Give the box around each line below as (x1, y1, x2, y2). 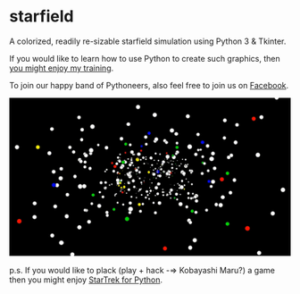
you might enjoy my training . (9, 63, 114, 73)
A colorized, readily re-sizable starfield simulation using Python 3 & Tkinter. (9, 36, 287, 46)
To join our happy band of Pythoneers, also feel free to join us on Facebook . (9, 80, 289, 90)
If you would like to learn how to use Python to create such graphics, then (9, 53, 280, 63)
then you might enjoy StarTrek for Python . (9, 274, 163, 285)
